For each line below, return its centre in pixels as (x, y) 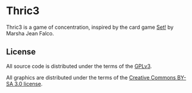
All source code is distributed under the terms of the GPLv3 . (79, 66)
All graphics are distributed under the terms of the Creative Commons (91, 77)
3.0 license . (29, 84)
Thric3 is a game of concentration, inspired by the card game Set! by (90, 27)
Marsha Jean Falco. (30, 33)
